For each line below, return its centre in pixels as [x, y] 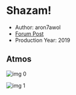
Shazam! [29, 11]
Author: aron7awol [38, 27]
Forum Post [29, 33]
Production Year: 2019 [43, 40]
